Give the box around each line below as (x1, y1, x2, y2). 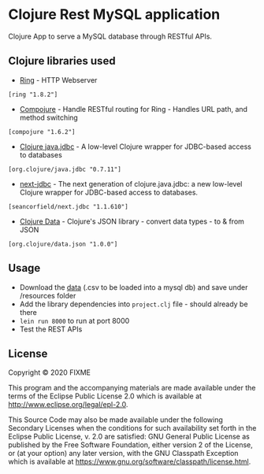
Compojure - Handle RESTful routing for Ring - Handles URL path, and (19, 104, 248, 113)
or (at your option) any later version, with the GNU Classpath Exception (8, 449, 239, 458)
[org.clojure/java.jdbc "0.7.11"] (8, 165, 122, 173)
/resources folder (19, 291, 76, 300)
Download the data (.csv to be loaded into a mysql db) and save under (19, 282, 248, 292)
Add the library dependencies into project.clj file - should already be (19, 299, 248, 309)
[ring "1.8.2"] (8, 91, 58, 98)
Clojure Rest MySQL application (8, 6, 221, 24)
